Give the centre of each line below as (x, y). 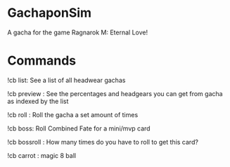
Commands (42, 61)
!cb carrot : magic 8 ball (41, 155)
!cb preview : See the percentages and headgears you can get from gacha (115, 93)
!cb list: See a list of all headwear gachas (66, 80)
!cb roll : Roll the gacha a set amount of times (73, 114)
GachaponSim (50, 13)
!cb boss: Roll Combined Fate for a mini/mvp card (79, 128)
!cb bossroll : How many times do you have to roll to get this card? (103, 142)
